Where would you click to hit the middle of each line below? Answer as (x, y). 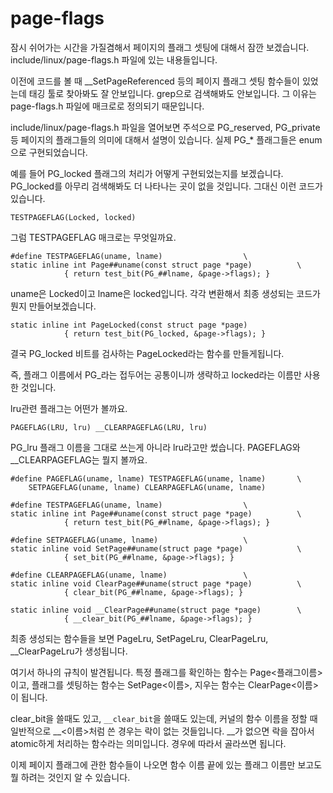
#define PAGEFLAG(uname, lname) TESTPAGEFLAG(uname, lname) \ (156, 478)
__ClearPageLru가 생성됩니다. (69, 651)
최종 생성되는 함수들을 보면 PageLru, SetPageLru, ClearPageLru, (139, 638)
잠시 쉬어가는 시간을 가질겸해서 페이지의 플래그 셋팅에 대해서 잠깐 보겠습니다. (160, 47)
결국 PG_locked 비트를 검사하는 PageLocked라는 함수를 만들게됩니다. (147, 353)
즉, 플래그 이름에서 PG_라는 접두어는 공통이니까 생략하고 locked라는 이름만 (156, 374)
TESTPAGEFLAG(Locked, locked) (73, 217)
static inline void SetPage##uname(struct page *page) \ (156, 548)
